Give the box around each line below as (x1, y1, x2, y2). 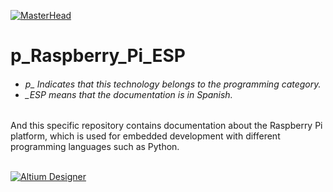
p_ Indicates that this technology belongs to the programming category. (24, 78, 322, 90)
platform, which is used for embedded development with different (10, 130, 281, 142)
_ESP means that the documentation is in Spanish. (24, 88, 233, 100)
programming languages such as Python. (10, 141, 180, 153)
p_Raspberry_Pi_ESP (10, 45, 186, 67)
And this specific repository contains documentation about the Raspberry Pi (10, 120, 323, 132)
